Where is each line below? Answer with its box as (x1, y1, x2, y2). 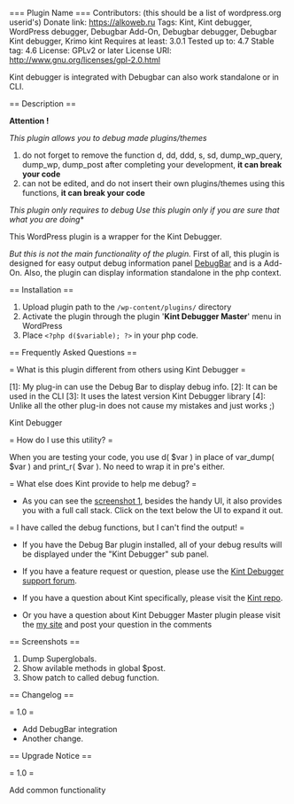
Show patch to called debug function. (21, 673, 159, 683)
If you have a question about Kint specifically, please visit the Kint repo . (21, 593, 283, 603)
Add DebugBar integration (21, 724, 118, 734)
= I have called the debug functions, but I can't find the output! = (9, 522, 245, 533)
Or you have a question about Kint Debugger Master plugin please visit (21, 610, 281, 620)
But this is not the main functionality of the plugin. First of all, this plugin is (9, 248, 281, 259)
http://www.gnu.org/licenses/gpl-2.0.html (9, 55, 161, 65)
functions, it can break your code (21, 188, 146, 198)
